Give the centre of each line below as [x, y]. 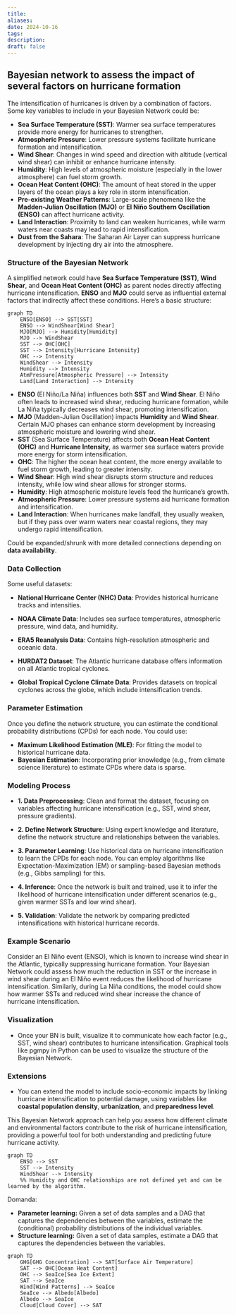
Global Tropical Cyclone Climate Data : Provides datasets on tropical [117, 682]
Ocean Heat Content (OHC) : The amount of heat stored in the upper [117, 184]
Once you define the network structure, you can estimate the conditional [113, 723]
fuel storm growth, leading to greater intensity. [85, 469]
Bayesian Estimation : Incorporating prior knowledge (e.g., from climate [121, 760]
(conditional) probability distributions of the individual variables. [110, 1228]
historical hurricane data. [54, 752]
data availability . [32, 550]
